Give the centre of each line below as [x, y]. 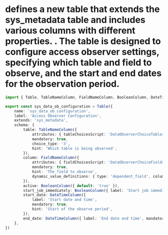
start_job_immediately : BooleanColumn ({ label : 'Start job [86, 190]
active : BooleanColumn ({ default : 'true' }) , [71, 186]
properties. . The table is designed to [83, 41]
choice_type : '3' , [51, 144]
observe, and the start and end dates [83, 73]
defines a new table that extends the [82, 9]
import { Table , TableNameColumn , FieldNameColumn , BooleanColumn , [77, 97]
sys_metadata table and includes [75, 20]
